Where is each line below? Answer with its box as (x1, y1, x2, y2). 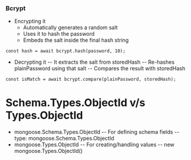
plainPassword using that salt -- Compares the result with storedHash (14, 65, 186, 72)
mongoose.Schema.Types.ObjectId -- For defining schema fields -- (14, 128, 180, 136)
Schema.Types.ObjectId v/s (5, 96, 146, 109)
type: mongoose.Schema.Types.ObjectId (14, 135, 114, 142)
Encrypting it (14, 18, 46, 25)
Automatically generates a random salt (23, 24, 118, 31)
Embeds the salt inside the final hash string (23, 37, 129, 44)
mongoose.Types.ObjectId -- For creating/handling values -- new (14, 141, 175, 148)
